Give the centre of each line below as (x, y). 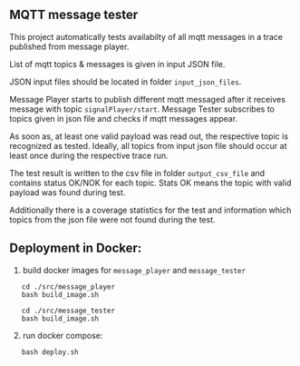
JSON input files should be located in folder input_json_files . (126, 82)
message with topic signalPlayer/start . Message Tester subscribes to (142, 109)
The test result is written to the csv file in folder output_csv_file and (137, 173)
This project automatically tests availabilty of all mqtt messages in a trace (146, 36)
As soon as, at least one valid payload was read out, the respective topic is (149, 136)
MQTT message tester (74, 15)
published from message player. (69, 46)
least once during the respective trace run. (89, 155)
